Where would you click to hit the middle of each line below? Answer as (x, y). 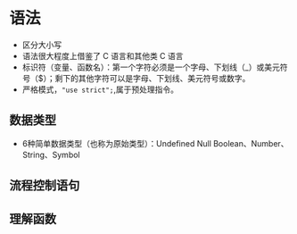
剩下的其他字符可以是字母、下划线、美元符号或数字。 (153, 78)
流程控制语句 (45, 185)
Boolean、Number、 (251, 143)
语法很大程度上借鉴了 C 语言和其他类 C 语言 (103, 55)
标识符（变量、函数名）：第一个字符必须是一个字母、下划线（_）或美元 (151, 67)
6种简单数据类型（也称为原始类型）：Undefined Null (117, 143)
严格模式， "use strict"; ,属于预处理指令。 (100, 89)
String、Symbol (51, 155)
